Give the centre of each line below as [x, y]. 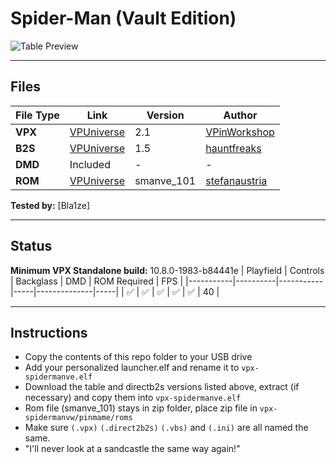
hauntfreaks [233, 148]
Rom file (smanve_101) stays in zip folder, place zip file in [141, 408]
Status [31, 246]
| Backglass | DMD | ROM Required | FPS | [97, 281]
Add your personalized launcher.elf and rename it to [132, 368]
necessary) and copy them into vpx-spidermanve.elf [133, 398]
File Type [37, 115]
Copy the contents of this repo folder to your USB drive [138, 357]
